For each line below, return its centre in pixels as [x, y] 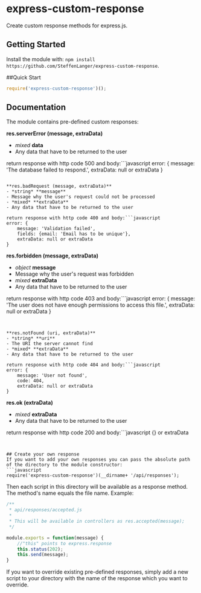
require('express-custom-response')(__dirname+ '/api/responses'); [93, 475]
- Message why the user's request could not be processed [81, 197]
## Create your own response [43, 454]
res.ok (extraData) [30, 403]
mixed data [29, 145]
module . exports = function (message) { [55, 538]
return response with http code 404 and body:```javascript [84, 365]
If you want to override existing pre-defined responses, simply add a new [97, 572]
